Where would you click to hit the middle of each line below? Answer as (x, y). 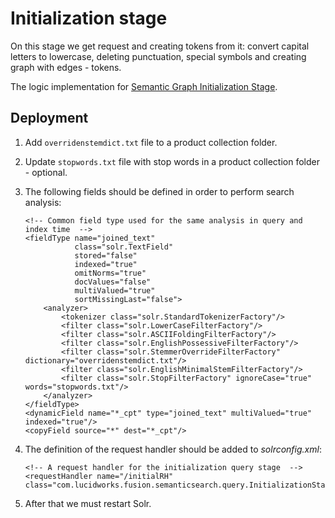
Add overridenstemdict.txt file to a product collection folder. (151, 142)
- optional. (46, 172)
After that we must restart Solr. (88, 503)
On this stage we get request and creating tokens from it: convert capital (160, 46)
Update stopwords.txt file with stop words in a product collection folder (172, 161)
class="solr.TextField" (124, 247)
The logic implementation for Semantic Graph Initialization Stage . (144, 86)
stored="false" (106, 255)
